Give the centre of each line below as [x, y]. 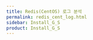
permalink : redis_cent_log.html [46, 17]
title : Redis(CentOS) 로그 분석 [44, 11]
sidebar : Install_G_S [33, 22]
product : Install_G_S [33, 28]
